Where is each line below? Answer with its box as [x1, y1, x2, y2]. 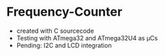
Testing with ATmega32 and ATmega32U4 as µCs [16, 33, 158, 42]
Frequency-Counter [6, 4, 123, 20]
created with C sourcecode [16, 27, 95, 35]
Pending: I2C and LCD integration [16, 41, 112, 49]
